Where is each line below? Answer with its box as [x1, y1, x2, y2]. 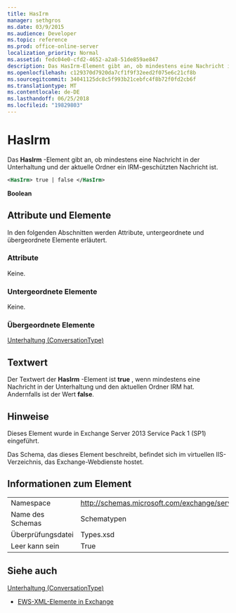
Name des [11, 509, 45, 519]
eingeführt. [7, 437, 40, 445]
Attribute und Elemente [7, 209, 111, 221]
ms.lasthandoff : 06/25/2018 [7, 96, 90, 103]
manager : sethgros [7, 17, 61, 24]
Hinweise [7, 411, 49, 422]
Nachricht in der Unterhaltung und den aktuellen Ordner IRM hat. [7, 382, 195, 391]
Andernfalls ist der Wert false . [7, 390, 95, 399]
